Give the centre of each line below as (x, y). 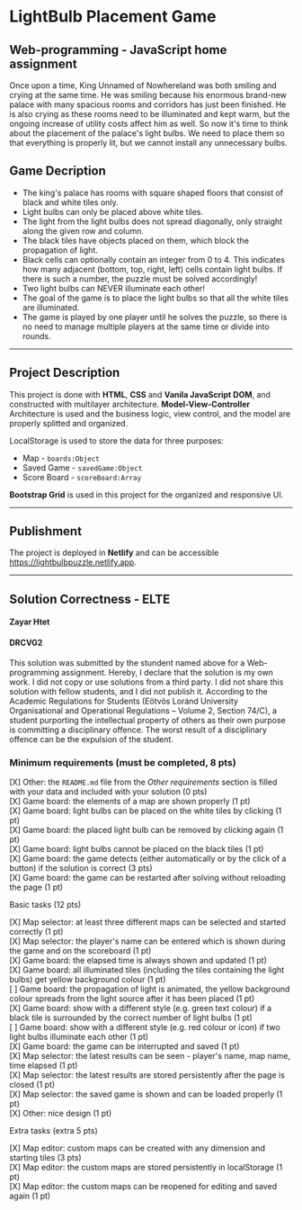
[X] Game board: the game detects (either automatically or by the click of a (148, 858)
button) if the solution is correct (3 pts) (81, 868)
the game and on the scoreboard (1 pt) (80, 950)
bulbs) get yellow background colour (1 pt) (88, 979)
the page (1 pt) (36, 887)
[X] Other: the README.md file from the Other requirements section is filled (143, 782)
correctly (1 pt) (36, 931)
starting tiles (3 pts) (46, 1157)
